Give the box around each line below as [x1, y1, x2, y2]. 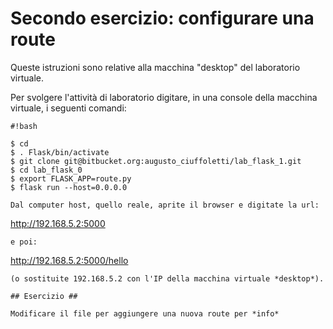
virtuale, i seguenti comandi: [10, 102, 127, 114]
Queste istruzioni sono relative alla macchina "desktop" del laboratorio [10, 61, 301, 73]
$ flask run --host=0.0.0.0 [10, 182, 128, 192]
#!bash [10, 121, 38, 131]
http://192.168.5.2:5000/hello [10, 254, 129, 266]
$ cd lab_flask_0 [10, 165, 83, 175]
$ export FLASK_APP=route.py [10, 173, 132, 184]
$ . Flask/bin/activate [10, 147, 110, 157]
